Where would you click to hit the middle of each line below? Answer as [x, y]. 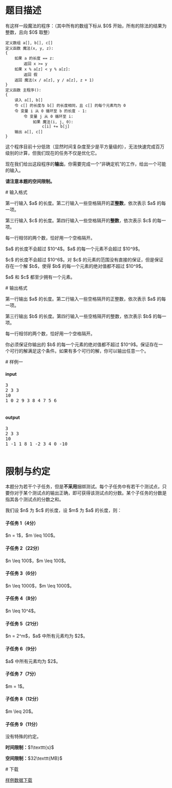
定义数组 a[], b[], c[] [29, 43]
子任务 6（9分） [22, 649]
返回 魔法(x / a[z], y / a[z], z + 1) [54, 80]
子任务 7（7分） [22, 674]
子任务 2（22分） [24, 548]
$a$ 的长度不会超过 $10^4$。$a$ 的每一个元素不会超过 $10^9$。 [74, 249]
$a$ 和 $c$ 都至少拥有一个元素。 [40, 277]
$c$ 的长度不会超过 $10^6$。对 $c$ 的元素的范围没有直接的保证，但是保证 [84, 260]
